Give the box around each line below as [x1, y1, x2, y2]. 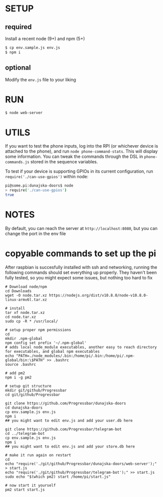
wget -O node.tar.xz [5, 293, 48, 298]
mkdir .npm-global [5, 336, 43, 341]
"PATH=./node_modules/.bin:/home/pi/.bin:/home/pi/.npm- [16, 353, 135, 358]
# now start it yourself [5, 483, 56, 488]
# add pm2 [5, 371, 26, 376]
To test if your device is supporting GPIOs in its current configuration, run [5, 168, 154, 174]
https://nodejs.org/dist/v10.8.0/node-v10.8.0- [49, 293, 148, 298]
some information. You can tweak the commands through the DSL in [5, 153, 143, 159]
